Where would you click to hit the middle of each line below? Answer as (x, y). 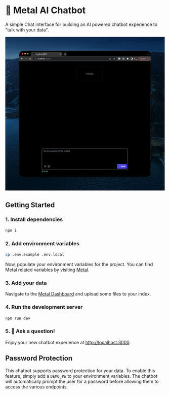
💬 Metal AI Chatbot (46, 10)
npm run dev (18, 318)
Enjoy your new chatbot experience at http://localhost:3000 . (68, 342)
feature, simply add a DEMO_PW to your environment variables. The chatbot (81, 376)
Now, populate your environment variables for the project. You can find (79, 264)
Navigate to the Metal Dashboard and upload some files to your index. (78, 294)
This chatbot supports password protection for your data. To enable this (80, 371)
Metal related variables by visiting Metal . (47, 270)
